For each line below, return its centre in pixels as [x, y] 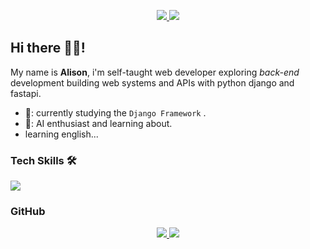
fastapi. [26, 93]
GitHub [28, 212]
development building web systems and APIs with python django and [152, 82]
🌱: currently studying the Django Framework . [115, 112]
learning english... [61, 134]
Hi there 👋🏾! [48, 48]
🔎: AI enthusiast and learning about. [98, 123]
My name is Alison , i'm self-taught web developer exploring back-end [155, 72]
